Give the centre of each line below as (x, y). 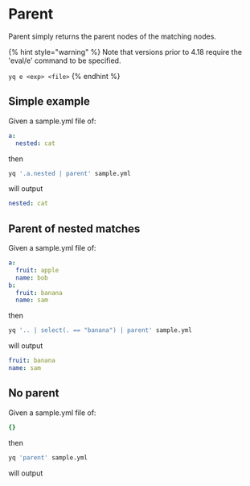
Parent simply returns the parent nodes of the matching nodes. (113, 36)
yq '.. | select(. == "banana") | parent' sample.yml (100, 330)
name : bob (32, 278)
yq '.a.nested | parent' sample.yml (70, 173)
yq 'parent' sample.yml (48, 457)
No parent (34, 393)
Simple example (49, 102)
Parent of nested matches (74, 228)
